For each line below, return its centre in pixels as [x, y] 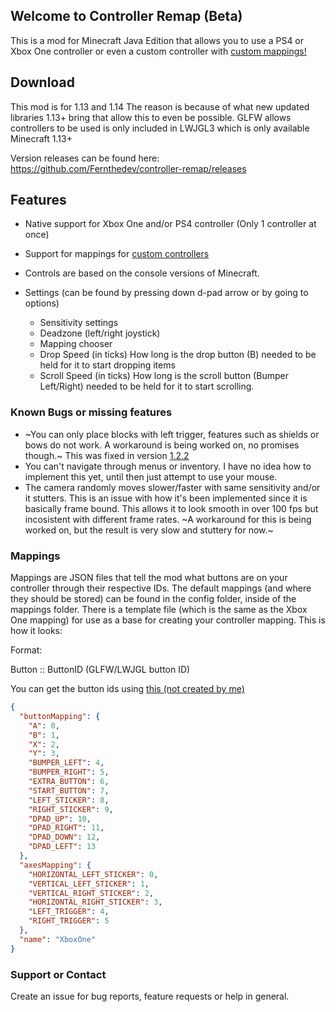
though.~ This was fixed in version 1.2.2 [107, 455]
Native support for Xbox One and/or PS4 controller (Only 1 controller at [170, 224]
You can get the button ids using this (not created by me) [127, 689]
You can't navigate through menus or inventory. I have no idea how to [168, 466]
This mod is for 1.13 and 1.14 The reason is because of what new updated [160, 106]
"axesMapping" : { [55, 865]
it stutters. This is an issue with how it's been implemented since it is [166, 498]
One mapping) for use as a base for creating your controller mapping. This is [168, 620]
